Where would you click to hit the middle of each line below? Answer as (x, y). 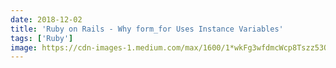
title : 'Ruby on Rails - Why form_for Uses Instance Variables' (147, 29)
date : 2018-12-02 (46, 19)
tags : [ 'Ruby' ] (42, 38)
